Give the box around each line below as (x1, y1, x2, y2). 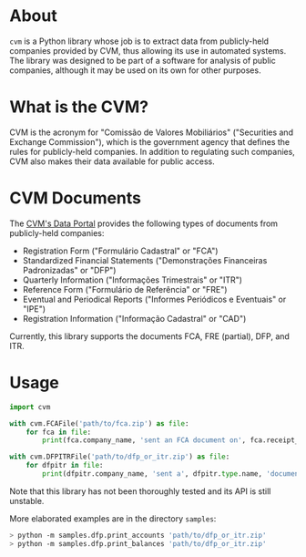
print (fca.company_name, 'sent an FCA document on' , (42, 436, 247, 445)
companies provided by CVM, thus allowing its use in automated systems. (9, 45, 287, 56)
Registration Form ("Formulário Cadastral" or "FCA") (22, 245, 219, 256)
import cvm (9, 402, 51, 411)
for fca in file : (25, 428, 92, 437)
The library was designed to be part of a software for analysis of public (9, 55, 276, 66)
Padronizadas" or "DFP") (22, 264, 117, 275)
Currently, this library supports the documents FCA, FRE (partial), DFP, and (9, 330, 290, 342)
